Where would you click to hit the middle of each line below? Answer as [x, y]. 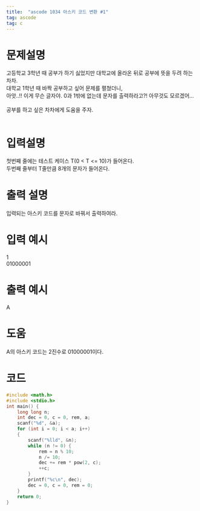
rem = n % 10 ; [56, 452]
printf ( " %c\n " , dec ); [55, 480]
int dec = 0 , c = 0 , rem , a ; [54, 418]
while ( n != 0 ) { [50, 446]
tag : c [15, 23]
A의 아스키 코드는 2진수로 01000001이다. [55, 352]
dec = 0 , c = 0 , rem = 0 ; [61, 485]
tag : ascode [21, 18]
